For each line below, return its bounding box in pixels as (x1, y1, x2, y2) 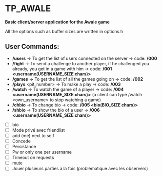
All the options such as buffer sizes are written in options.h (5, 28, 123, 34)
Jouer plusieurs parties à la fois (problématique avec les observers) (12, 166, 148, 172)
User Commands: (5, 42, 60, 51)
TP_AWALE (5, 3, 51, 14)
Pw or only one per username (12, 149, 72, 155)
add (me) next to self (12, 132, 55, 139)
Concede (12, 138, 31, 144)
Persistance (12, 144, 37, 149)
